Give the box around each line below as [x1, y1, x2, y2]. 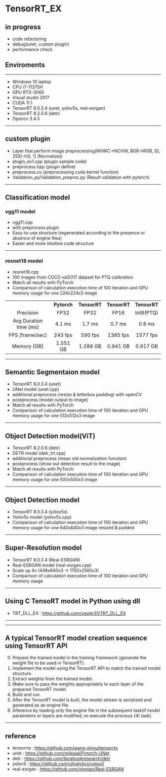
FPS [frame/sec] [8, 331, 47, 338]
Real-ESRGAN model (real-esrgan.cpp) [12, 562, 92, 568]
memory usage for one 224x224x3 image [12, 290, 97, 296]
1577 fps [135, 331, 158, 338]
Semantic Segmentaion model [5, 368, 100, 376]
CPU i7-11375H [12, 84, 43, 90]
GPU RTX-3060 [12, 89, 44, 95]
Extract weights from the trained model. [12, 676, 93, 682]
